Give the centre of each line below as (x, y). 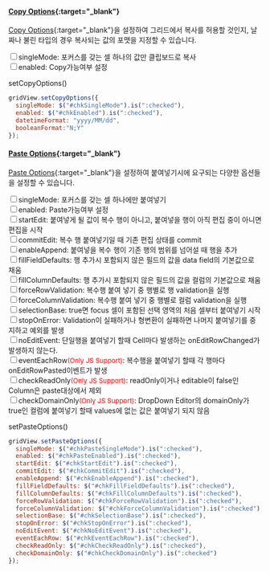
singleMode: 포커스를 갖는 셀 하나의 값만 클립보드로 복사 (108, 57)
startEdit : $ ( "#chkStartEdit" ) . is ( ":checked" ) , (97, 464)
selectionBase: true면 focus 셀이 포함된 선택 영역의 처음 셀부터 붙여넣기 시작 (140, 310)
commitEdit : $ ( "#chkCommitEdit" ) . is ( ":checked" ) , (100, 471)
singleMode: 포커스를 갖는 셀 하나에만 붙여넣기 (92, 199)
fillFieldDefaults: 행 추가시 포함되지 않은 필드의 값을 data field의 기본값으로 (137, 259)
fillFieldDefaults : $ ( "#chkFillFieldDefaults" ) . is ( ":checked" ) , (125, 486)
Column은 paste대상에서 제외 (55, 390)
